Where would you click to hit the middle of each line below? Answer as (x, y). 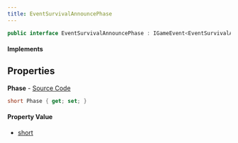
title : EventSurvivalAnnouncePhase (60, 14)
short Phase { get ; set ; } (47, 101)
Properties (31, 71)
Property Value (30, 117)
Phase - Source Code (39, 88)
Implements (25, 49)
